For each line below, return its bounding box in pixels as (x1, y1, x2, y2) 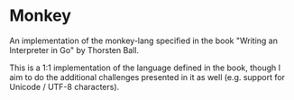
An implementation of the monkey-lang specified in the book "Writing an (9, 35, 278, 46)
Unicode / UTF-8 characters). (9, 81, 120, 92)
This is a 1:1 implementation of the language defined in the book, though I (9, 62, 281, 73)
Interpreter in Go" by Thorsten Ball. (9, 44, 140, 55)
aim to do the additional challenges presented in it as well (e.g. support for (9, 71, 286, 82)
